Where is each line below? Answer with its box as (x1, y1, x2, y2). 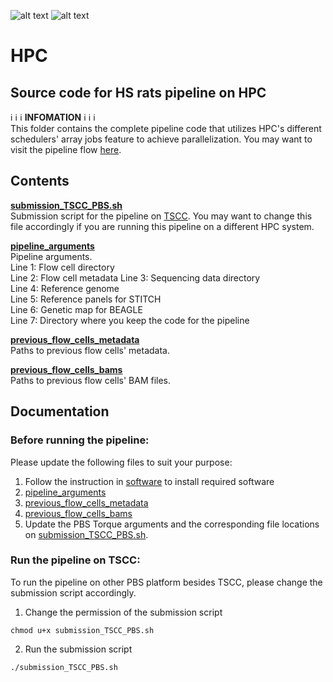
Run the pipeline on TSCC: (10, 553, 141, 567)
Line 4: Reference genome (10, 282, 120, 294)
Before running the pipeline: (10, 433, 150, 447)
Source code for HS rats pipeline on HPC (10, 84, 267, 101)
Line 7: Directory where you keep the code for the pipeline (10, 314, 250, 326)
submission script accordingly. (10, 586, 137, 599)
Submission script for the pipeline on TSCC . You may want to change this (10, 210, 313, 222)
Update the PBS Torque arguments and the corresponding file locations (24, 518, 320, 530)
